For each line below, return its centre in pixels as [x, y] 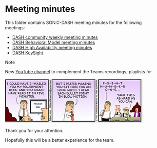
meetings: [15, 27]
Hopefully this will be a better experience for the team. [60, 140]
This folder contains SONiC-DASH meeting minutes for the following [74, 22]
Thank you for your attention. [34, 130]
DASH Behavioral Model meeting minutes [53, 42]
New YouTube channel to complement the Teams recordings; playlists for [78, 71]
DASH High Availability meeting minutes [52, 47]
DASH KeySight [28, 53]
